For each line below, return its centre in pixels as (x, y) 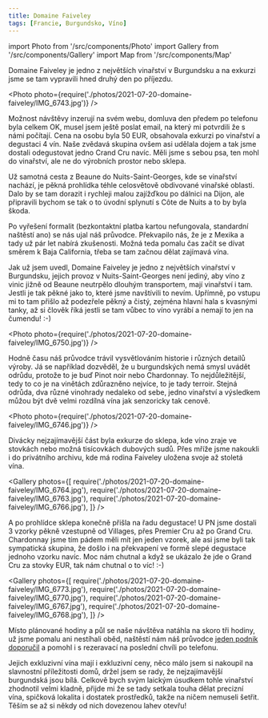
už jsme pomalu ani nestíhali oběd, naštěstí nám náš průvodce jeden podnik (133, 639)
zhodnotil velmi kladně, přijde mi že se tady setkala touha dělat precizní (126, 688)
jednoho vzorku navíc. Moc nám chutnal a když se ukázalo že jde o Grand (130, 556)
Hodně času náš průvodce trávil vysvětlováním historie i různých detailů (127, 358)
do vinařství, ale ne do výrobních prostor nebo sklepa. (97, 160)
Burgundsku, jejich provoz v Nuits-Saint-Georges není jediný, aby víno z (127, 276)
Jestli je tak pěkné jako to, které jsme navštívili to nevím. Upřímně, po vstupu (134, 293)
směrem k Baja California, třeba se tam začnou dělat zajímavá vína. (119, 252)
